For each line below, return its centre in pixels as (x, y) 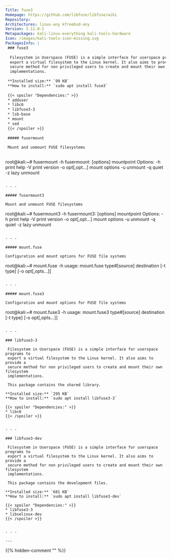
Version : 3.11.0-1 (25, 29)
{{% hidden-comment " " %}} (36, 550)
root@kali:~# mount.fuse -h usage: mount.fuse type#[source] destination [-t (85, 266)
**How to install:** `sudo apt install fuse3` (58, 86)
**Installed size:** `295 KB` (37, 394)
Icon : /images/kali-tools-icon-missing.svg (52, 39)
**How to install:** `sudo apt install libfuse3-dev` (64, 496)
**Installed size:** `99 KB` (38, 81)
